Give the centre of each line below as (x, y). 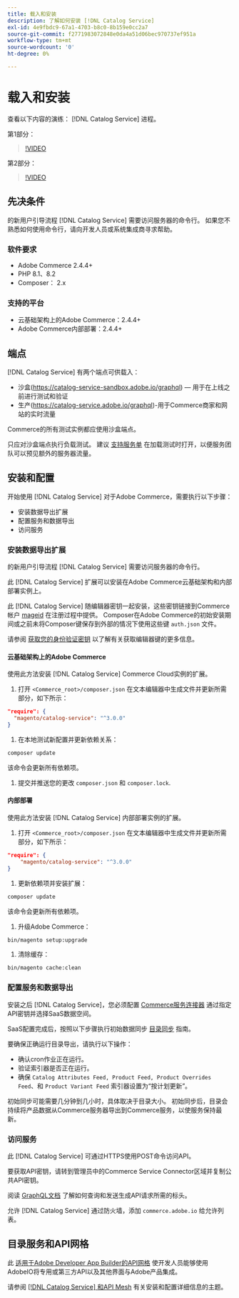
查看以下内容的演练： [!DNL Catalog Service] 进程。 (84, 119)
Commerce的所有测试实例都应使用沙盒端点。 (74, 429)
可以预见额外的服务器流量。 (54, 454)
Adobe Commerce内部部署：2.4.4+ (70, 329)
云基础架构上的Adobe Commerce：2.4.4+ (79, 320)
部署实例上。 (26, 591)
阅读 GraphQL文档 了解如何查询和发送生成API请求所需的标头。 (99, 1195)
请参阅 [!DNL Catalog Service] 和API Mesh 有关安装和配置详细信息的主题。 (117, 1287)
